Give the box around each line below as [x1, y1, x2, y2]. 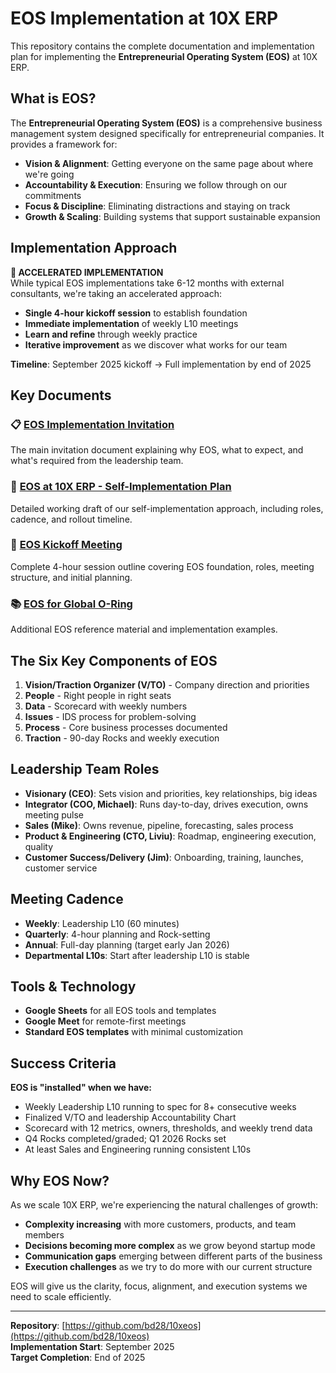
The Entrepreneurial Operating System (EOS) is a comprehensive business [10, 117, 323, 129]
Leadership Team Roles [10, 761, 160, 778]
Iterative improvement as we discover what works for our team [24, 338, 288, 351]
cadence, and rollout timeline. [10, 513, 133, 525]
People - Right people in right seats [24, 689, 172, 701]
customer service [24, 862, 98, 874]
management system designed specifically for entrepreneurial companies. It [10, 127, 325, 139]
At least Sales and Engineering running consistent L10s [24, 1143, 252, 1156]
